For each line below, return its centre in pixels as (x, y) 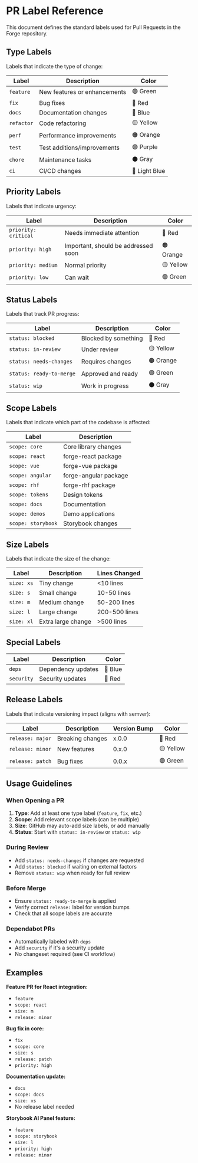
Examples (24, 973)
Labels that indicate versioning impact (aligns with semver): (78, 714)
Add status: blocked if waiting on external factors (76, 866)
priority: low (29, 278)
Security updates (63, 679)
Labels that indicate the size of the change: (58, 558)
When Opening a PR (35, 800)
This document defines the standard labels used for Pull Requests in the (93, 27)
